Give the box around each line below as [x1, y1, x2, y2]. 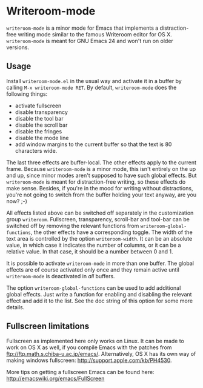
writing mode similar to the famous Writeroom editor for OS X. [18, 30, 173, 38]
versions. [6, 44, 29, 51]
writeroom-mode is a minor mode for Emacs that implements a [6, 24, 159, 32]
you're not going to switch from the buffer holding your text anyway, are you [6, 191, 197, 198]
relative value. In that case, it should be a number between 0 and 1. [6, 247, 174, 255]
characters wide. [15, 147, 58, 154]
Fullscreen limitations [6, 321, 90, 332]
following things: [6, 90, 48, 98]
